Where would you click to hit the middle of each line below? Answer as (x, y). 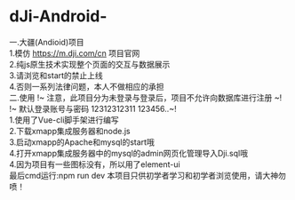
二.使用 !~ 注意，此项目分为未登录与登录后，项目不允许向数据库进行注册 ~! (146, 97)
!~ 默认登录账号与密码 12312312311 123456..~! (93, 108)
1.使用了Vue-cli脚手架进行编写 (64, 120)
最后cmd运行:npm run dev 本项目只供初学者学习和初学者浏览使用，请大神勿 (147, 175)
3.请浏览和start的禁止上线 (56, 75)
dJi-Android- (58, 16)
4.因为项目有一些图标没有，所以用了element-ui (95, 164)
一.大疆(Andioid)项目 (47, 42)
